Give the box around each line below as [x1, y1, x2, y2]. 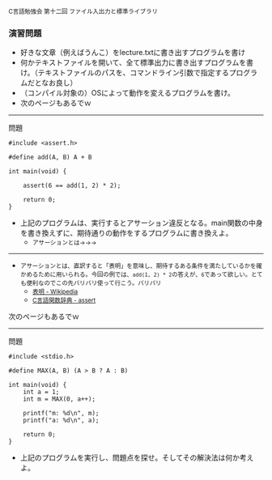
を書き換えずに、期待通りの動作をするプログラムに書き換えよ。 [19, 228, 233, 238]
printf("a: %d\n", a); [23, 416, 100, 425]
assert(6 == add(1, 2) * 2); [23, 181, 121, 190]
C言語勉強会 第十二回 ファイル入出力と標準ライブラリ [8, 7, 158, 15]
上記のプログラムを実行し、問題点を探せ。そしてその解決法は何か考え [19, 452, 254, 463]
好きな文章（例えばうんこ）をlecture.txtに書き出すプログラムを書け [19, 48, 246, 57]
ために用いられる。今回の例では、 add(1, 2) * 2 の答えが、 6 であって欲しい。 [37, 270, 252, 279]
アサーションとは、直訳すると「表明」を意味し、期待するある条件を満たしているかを [19, 262, 257, 270]
